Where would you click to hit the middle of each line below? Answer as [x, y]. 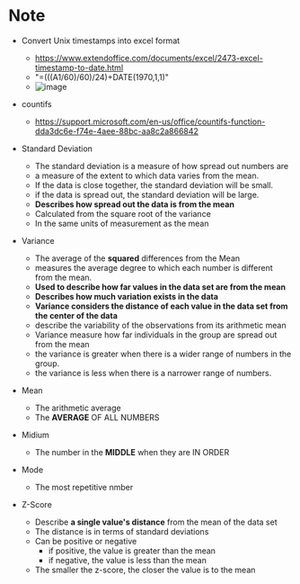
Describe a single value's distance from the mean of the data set [156, 522]
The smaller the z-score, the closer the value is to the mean [145, 570]
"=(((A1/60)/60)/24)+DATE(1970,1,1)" [102, 76]
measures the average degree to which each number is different [154, 267]
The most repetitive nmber [84, 487]
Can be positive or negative [86, 541]
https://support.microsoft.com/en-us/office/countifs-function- [150, 121]
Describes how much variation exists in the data [127, 296]
